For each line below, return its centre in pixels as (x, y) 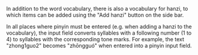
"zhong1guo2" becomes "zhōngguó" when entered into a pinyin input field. (99, 45)
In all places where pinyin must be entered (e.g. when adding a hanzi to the (99, 27)
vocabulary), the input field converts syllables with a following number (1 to (99, 33)
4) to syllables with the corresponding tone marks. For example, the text (95, 39)
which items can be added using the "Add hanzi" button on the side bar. (95, 15)
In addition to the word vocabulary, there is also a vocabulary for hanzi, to (97, 9)
